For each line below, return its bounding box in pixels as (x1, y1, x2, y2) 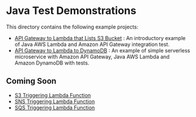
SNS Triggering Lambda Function (14, 98, 95, 105)
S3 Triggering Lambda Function (14, 91, 91, 98)
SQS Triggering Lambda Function (14, 104, 95, 111)
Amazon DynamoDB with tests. (14, 59, 90, 66)
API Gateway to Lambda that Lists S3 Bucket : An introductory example (14, 34, 186, 41)
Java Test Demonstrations (6, 4, 136, 17)
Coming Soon (6, 76, 57, 86)
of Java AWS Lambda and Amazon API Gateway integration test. (14, 41, 170, 48)
